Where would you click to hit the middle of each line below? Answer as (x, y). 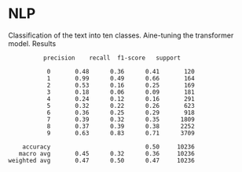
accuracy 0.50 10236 (108, 147)
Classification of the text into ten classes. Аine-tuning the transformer (121, 35)
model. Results (32, 43)
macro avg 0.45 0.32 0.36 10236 (106, 153)
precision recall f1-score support (112, 58)
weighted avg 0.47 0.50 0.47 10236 (101, 160)
